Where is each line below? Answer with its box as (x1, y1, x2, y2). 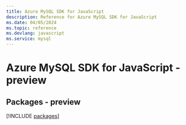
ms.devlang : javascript (6, 31, 65, 36)
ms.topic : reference (6, 25, 57, 31)
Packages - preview (6, 97, 81, 107)
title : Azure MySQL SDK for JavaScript (6, 8, 105, 15)
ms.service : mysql (6, 36, 51, 42)
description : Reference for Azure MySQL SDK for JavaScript (6, 14, 158, 20)
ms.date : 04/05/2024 (6, 19, 57, 25)
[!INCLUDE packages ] (6, 113, 60, 119)
